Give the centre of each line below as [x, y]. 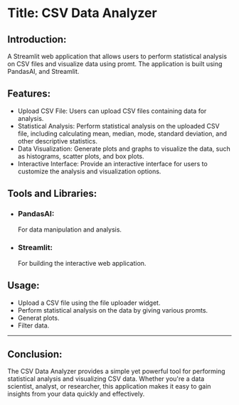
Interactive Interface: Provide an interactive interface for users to [112, 163]
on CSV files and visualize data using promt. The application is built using [115, 64]
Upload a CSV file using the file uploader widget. [89, 303]
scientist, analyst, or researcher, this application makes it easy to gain [109, 387]
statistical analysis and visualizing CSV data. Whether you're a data [106, 379]
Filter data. [33, 325]
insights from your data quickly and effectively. [76, 394]
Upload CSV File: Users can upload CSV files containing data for [112, 111]
